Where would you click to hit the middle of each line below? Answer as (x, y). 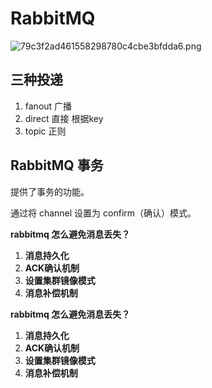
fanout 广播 (48, 106)
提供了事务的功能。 (50, 191)
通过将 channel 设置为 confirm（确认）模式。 (103, 213)
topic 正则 (45, 131)
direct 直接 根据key (64, 118)
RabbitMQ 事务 (57, 165)
